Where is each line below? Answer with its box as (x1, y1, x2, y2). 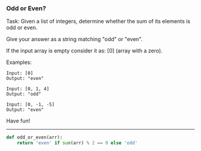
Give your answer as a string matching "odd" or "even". (6, 36, 143, 43)
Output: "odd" (6, 91, 42, 97)
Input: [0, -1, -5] (6, 101, 55, 108)
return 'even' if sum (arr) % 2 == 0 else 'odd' (17, 140, 138, 146)
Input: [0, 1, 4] (6, 86, 50, 92)
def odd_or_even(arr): (6, 134, 63, 141)
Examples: (6, 58, 32, 66)
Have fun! (6, 118, 31, 125)
